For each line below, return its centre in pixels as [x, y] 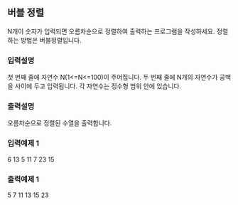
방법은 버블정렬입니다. [51, 40]
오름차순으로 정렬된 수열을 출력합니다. [60, 123]
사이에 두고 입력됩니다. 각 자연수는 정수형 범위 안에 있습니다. [98, 86]
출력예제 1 [23, 179]
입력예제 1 [23, 143]
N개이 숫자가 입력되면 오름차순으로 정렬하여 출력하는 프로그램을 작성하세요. [111, 31]
